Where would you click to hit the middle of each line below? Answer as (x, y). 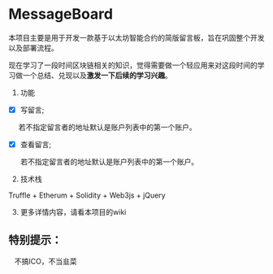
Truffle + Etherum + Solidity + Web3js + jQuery (87, 195)
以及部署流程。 (33, 48)
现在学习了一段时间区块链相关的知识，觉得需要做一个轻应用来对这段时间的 (133, 65)
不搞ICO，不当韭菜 (45, 261)
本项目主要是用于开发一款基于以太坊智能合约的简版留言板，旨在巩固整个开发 (136, 37)
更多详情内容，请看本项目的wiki (73, 212)
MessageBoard (61, 14)
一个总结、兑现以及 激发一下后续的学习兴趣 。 (97, 75)
